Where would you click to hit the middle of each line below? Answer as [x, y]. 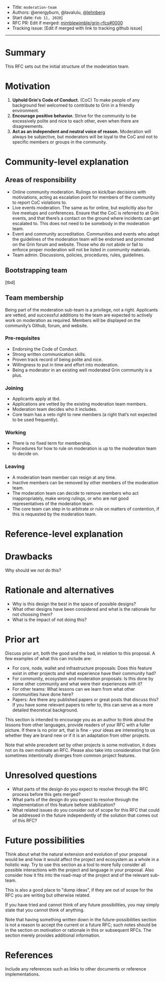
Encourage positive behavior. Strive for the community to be [74, 116]
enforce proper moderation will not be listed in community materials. [81, 249]
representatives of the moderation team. [53, 504]
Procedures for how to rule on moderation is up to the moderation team [84, 448]
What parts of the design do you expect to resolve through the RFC [80, 789]
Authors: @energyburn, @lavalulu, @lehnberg [59, 12]
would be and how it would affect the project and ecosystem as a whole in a [82, 859]
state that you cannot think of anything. [45, 910]
